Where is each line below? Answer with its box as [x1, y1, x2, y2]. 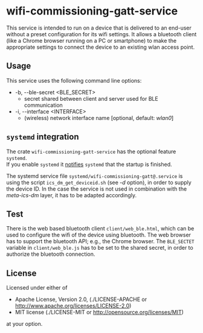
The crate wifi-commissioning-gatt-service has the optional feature [6, 148, 176, 155]
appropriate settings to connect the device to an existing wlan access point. [6, 43, 195, 51]
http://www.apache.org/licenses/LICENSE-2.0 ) [14, 302, 132, 309]
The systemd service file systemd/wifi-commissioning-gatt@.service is [6, 172, 183, 179]
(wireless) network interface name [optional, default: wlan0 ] [24, 114, 174, 121]
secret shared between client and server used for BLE [24, 95, 158, 102]
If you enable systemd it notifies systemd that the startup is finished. [6, 160, 172, 168]
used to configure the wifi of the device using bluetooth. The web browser [6, 231, 192, 239]
